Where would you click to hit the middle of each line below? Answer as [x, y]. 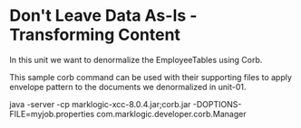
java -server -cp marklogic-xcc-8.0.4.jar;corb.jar [100, 104]
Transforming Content [95, 35]
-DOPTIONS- [217, 104]
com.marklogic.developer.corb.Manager [171, 114]
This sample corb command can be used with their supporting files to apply [151, 77]
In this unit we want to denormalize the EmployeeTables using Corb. [136, 59]
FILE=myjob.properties [52, 114]
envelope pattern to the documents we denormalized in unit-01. [128, 87]
